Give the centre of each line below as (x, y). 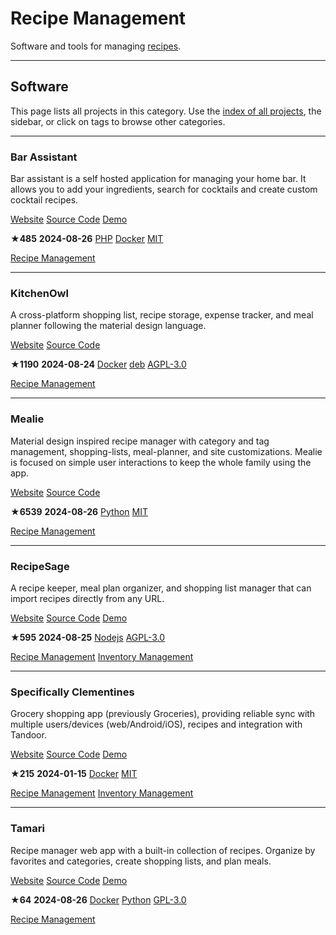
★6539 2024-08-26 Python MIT (79, 511)
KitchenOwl (39, 293)
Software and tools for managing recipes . (96, 46)
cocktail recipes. (44, 200)
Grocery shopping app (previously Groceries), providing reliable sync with (163, 714)
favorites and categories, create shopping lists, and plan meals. (141, 861)
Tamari (27, 829)
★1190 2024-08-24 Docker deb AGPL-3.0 (98, 364)
